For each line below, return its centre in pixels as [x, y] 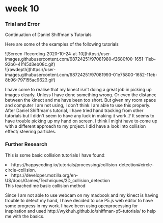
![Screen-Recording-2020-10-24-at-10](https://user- [58, 54]
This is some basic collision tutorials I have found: [55, 155]
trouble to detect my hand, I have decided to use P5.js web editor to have [79, 200]
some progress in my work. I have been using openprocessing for [72, 206]
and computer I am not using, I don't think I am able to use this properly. [78, 105]
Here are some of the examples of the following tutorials [62, 44]
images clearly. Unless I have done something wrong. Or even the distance [81, 95]
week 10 [22, 9]
